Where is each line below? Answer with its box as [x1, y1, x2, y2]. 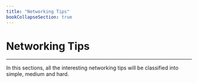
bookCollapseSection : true [6, 14, 72, 20]
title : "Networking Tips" [6, 8, 70, 15]
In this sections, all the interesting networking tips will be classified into [6, 64, 179, 71]
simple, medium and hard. [6, 71, 70, 78]
